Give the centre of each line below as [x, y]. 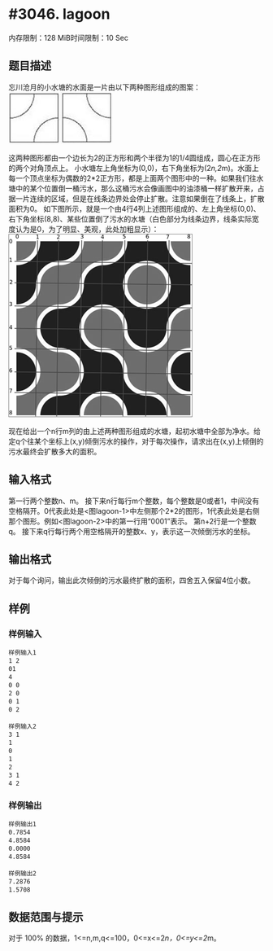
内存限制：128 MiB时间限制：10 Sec [68, 37]
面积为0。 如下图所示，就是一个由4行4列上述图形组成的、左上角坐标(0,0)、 [135, 208]
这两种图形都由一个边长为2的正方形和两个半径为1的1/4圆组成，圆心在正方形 [135, 158]
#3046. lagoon [59, 14]
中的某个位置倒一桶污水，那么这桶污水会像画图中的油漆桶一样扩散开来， [136, 188]
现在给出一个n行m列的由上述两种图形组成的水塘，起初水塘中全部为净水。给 [135, 431]
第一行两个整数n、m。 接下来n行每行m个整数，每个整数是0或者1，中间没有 [134, 501]
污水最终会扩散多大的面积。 [55, 451]
